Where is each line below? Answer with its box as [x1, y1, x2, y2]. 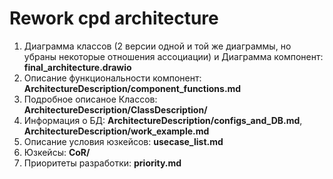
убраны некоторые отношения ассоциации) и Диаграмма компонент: [23, 50, 324, 62]
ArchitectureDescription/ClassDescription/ [23, 103, 208, 116]
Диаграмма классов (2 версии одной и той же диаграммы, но [23, 40, 292, 52]
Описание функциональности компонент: [23, 72, 202, 84]
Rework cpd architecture [9, 7, 219, 30]
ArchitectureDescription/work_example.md [23, 125, 210, 137]
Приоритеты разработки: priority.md [23, 157, 182, 169]
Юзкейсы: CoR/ [23, 146, 91, 158]
